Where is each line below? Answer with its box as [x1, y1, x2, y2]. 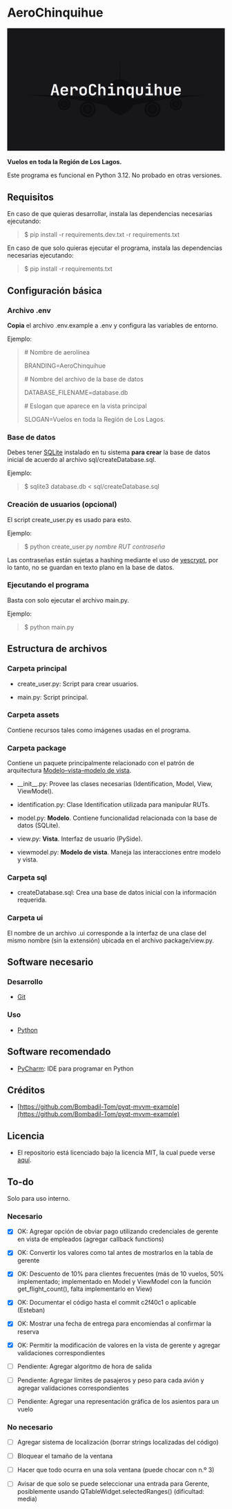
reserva [17, 1328, 39, 1336]
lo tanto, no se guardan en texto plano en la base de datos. [7, 563, 175, 571]
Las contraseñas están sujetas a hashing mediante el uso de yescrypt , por [7, 555, 219, 564]
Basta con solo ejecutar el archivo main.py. [7, 596, 130, 604]
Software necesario [7, 956, 94, 968]
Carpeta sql [7, 873, 47, 882]
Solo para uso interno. [7, 1194, 70, 1202]
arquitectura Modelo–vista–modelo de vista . [7, 767, 132, 775]
